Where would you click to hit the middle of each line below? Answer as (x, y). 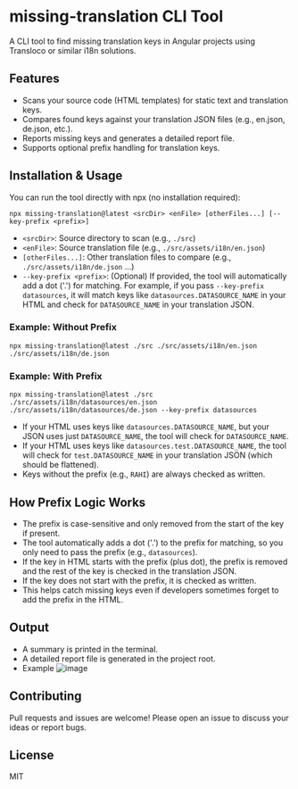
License (32, 755)
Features (34, 79)
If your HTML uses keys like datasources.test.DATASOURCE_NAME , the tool (154, 446)
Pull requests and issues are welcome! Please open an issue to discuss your (149, 718)
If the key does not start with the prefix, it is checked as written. (139, 580)
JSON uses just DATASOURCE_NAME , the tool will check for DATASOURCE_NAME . (156, 436)
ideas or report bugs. (48, 727)
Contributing (46, 697)
